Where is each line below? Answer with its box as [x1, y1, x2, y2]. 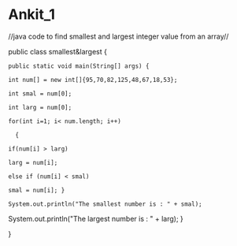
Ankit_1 [8, 6, 55, 24]
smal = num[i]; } [8, 186, 65, 194]
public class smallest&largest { [8, 47, 108, 56]
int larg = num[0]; [8, 103, 72, 111]
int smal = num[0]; [8, 89, 72, 98]
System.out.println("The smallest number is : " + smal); [8, 199, 202, 208]
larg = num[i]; [8, 158, 58, 166]
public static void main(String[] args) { [8, 61, 150, 70]
